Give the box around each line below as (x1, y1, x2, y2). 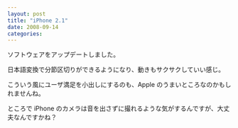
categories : (7, 30, 43, 37)
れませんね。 (7, 89, 45, 98)
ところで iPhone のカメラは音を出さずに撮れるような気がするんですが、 (7, 104, 218, 113)
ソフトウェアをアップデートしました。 (7, 50, 119, 59)
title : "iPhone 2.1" (7, 17, 69, 24)
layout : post (7, 10, 46, 18)
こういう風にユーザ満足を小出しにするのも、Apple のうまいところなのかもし (7, 81, 232, 89)
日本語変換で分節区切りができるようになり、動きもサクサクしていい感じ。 (7, 65, 225, 74)
